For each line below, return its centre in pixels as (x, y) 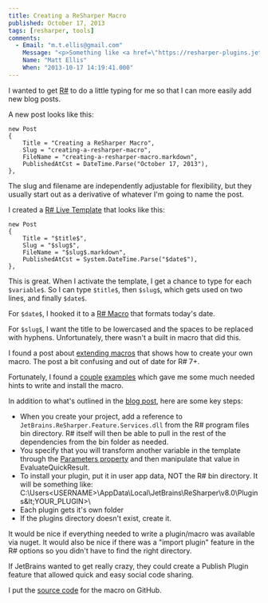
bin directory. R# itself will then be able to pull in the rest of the (123, 433)
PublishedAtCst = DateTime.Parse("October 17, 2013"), (116, 164)
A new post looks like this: (51, 114)
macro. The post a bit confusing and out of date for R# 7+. (104, 361)
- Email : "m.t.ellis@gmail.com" (69, 46)
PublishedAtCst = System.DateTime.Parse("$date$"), (110, 259)
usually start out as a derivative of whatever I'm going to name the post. (126, 194)
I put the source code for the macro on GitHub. (85, 590)
